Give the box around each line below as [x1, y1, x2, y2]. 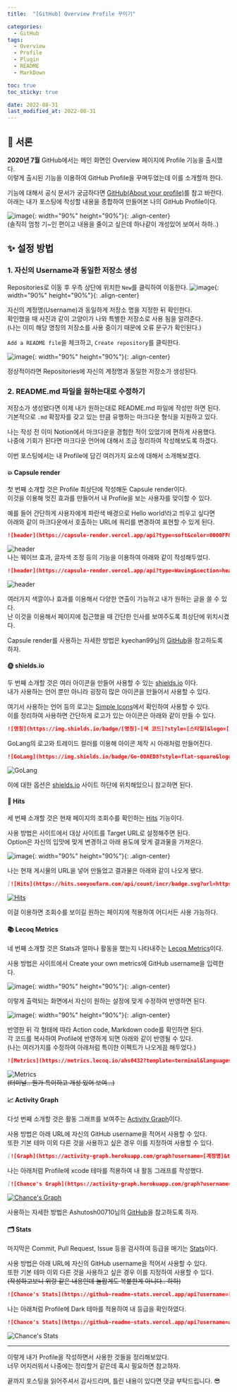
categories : [7, 23, 42, 30]
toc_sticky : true [7, 88, 59, 95]
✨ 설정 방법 [7, 242, 54, 255]
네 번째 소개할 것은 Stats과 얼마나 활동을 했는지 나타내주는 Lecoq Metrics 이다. [7, 944, 224, 953]
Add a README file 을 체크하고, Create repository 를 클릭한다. [7, 338, 181, 346]
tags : [7, 36, 23, 43]
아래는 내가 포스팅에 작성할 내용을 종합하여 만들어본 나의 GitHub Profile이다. [7, 197, 217, 206]
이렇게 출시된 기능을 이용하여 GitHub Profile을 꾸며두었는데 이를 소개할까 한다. [7, 173, 224, 182]
